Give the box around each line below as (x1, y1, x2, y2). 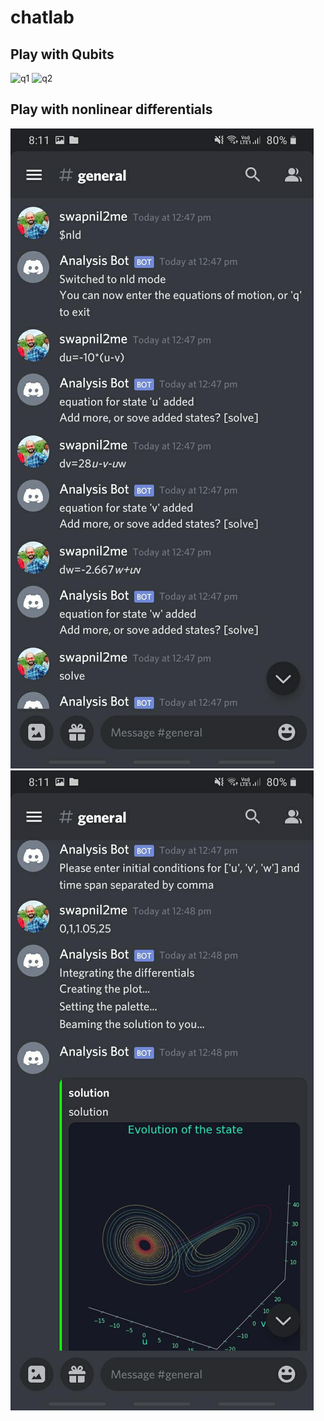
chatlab (10, 6, 75, 29)
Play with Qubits (10, 46, 115, 63)
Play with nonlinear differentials (10, 101, 213, 118)
